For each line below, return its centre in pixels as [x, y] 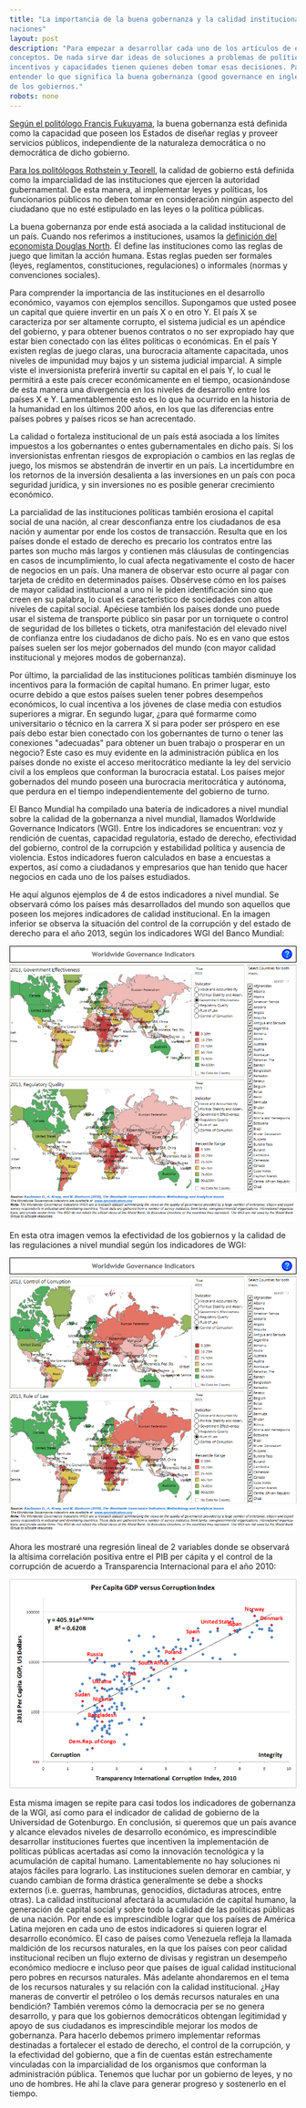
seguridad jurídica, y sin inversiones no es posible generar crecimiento [142, 484]
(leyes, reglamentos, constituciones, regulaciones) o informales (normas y [149, 265]
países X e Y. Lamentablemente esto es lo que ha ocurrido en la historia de [150, 399]
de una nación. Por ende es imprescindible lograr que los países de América [153, 1919]
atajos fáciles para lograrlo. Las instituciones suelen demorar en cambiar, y [150, 1871]
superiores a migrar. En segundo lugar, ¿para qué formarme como [133, 713]
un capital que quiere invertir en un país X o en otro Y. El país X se [133, 312]
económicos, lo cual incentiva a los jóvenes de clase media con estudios [146, 704]
